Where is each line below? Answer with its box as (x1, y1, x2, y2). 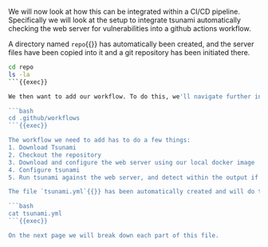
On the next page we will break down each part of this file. (8, 231, 219, 239)
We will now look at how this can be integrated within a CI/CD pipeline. (8, 7, 241, 16)
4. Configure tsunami (8, 165, 81, 174)
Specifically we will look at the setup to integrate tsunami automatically (8, 15, 242, 25)
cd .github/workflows (8, 114, 81, 122)
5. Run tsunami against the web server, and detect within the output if (8, 173, 259, 181)
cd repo (8, 63, 34, 71)
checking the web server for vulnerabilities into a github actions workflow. (8, 24, 251, 33)
